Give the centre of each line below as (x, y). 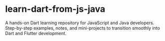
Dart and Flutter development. (36, 33)
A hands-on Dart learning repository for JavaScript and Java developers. (80, 23)
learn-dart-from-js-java (55, 9)
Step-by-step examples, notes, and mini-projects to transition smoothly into (82, 28)
